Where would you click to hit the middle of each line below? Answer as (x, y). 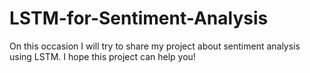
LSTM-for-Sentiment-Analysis (139, 18)
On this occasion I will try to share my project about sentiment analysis (155, 46)
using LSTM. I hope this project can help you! (102, 56)
